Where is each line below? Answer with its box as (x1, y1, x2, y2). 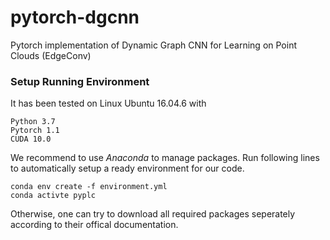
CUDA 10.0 (10, 134, 52, 145)
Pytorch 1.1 (10, 126, 60, 136)
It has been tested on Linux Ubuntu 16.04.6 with (10, 97, 207, 110)
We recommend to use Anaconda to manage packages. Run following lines (10, 152, 320, 164)
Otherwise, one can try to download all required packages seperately (10, 208, 296, 220)
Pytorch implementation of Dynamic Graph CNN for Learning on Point (10, 39, 298, 51)
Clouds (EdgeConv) (10, 49, 92, 61)
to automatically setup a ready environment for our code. (10, 162, 245, 175)
